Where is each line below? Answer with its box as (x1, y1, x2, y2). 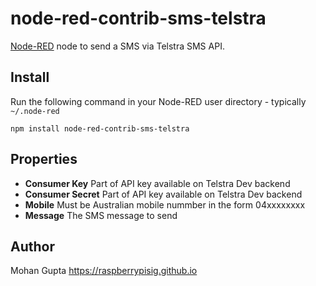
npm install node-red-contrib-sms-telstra (10, 123, 190, 134)
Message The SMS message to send (24, 209, 178, 221)
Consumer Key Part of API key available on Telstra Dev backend (24, 177, 291, 189)
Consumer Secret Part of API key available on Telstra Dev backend (24, 188, 303, 200)
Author (10, 238, 55, 255)
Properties (10, 151, 78, 168)
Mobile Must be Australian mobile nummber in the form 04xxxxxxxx (24, 198, 306, 211)
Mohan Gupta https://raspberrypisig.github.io (10, 265, 198, 277)
